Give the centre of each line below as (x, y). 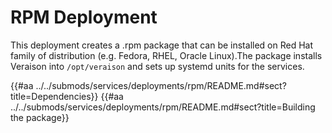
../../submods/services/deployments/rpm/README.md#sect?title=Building (163, 107)
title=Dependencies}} (54, 96)
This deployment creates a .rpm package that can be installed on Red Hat (162, 45)
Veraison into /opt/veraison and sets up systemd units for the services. (157, 66)
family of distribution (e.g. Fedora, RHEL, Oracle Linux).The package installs (166, 55)
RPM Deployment (84, 17)
